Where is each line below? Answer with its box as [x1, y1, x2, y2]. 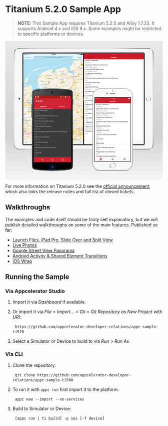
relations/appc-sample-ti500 [12, 377, 73, 382]
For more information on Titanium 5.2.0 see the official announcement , [5, 183, 151, 189]
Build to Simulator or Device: [12, 405, 71, 411]
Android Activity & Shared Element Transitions [12, 252, 107, 259]
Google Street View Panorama [12, 247, 75, 253]
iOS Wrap [12, 258, 32, 264]
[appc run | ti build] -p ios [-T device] [14, 415, 105, 421]
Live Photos [12, 242, 37, 248]
